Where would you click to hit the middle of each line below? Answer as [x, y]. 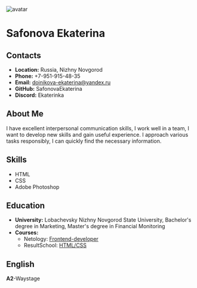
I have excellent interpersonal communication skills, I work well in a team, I [98, 128]
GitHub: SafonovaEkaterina [48, 89]
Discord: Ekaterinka [39, 95]
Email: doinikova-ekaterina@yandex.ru [63, 82]
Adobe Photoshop [37, 187]
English [20, 264]
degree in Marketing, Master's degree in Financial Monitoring [90, 226]
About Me [25, 114]
